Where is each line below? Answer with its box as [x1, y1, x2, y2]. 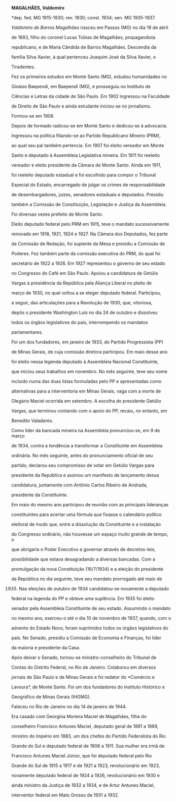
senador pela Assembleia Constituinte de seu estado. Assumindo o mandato [11, 605, 171, 611]
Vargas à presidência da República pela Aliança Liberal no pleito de [11, 280, 152, 286]
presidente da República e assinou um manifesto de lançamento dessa [11, 472, 159, 478]
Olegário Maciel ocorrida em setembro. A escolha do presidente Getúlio [11, 398, 162, 404]
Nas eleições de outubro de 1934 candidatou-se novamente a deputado [18, 586, 169, 591]
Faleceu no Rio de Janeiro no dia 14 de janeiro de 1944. [11, 704, 127, 710]
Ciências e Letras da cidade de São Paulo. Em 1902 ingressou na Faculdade [11, 93, 170, 99]
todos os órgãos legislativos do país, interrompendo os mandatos [11, 320, 148, 325]
